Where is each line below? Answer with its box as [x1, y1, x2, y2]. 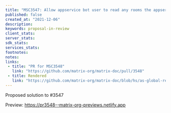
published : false [5, 12, 42, 17]
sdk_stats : [5, 41, 28, 46]
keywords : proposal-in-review [5, 26, 70, 31]
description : [5, 21, 33, 27]
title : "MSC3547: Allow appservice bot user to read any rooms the [5, 7, 152, 13]
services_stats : [5, 45, 40, 50]
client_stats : [5, 31, 36, 36]
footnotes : [5, 50, 28, 55]
